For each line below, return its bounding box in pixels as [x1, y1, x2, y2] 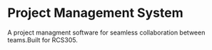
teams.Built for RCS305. [7, 35, 79, 44]
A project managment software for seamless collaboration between [7, 28, 206, 37]
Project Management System [7, 5, 183, 21]
